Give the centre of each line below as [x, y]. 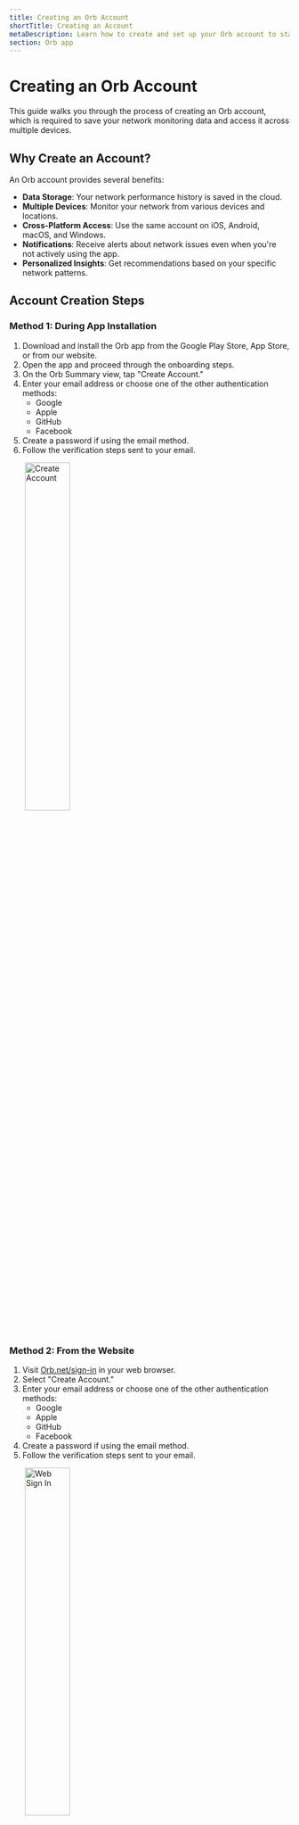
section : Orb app [41, 42]
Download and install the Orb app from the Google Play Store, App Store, [156, 345]
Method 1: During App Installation [83, 326]
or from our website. [60, 355]
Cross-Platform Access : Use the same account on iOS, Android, [141, 225]
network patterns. [55, 273]
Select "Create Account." [68, 1379]
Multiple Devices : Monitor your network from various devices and [143, 206]
